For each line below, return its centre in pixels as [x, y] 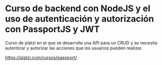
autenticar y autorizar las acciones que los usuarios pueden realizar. [74, 48]
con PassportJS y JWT [53, 29]
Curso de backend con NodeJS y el [78, 9]
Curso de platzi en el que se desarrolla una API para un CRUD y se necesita [81, 43]
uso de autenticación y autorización [80, 19]
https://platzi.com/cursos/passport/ [41, 57]
